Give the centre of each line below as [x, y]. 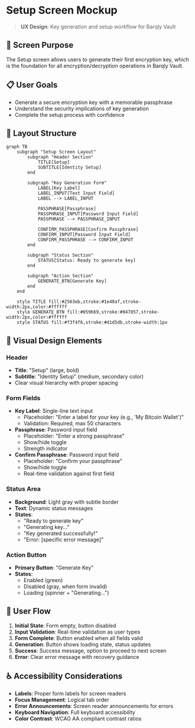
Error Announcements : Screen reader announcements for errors [94, 706]
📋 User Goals [32, 85]
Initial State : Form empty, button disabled [65, 625]
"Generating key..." [46, 527]
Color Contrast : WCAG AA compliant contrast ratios [78, 719]
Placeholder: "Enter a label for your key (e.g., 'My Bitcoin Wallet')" [104, 417]
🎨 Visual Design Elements [54, 340]
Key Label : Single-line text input [54, 411]
